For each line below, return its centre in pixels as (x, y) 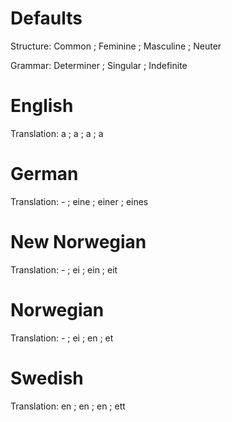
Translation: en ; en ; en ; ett (68, 406)
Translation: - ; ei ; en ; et (62, 338)
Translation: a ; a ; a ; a (57, 133)
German (44, 174)
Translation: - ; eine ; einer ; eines (79, 201)
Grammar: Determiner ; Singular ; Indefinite (99, 65)
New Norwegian (78, 242)
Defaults (46, 18)
